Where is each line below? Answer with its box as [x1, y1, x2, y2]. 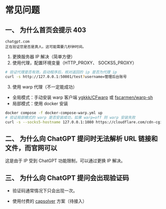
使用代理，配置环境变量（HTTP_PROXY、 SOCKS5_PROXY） [12, 60, 137, 66]
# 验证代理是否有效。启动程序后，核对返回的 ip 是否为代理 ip [5, 70, 117, 75]
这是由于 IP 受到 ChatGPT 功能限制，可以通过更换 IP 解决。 [5, 158, 125, 164]
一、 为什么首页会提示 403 [5, 26, 86, 34]
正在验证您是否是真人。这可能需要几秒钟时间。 [5, 44, 86, 49]
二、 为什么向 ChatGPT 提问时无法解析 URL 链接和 [5, 134, 158, 143]
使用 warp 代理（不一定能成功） [12, 84, 78, 89]
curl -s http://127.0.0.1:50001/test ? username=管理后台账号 [5, 74, 127, 79]
